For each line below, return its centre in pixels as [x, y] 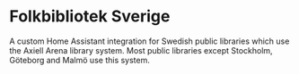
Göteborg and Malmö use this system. [80, 60]
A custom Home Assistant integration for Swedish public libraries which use [149, 41]
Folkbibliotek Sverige [90, 16]
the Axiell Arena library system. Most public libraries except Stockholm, [141, 50]
